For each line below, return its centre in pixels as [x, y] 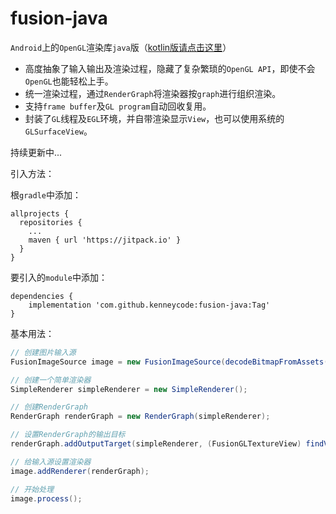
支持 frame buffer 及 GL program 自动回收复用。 [118, 106]
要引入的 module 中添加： [59, 277]
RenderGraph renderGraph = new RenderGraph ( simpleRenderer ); [140, 417]
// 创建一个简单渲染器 [51, 380]
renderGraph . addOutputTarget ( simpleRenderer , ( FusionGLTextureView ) [156, 444]
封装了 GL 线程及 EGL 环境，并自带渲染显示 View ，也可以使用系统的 [154, 118]
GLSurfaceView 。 [58, 131]
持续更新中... [36, 152]
